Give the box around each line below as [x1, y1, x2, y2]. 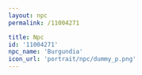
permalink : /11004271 [8, 19, 80, 27]
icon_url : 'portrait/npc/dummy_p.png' [8, 55, 136, 63]
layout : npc [8, 11, 48, 20]
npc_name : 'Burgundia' [8, 48, 83, 56]
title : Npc [8, 33, 44, 41]
